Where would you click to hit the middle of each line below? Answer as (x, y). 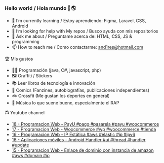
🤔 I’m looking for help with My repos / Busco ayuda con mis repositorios (85, 31)
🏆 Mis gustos (19, 59)
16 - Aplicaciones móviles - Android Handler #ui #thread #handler (79, 140)
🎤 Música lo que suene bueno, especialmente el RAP (65, 103)
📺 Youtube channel (25, 113)
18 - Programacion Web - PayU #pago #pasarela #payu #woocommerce (85, 124)
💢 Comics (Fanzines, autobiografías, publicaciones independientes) (81, 90)
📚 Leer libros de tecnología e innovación (54, 83)
